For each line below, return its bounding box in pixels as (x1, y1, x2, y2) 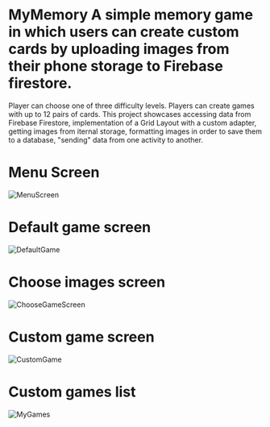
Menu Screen (8, 164, 100, 182)
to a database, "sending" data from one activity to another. (8, 135, 204, 144)
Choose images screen (8, 273, 166, 291)
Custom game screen (8, 328, 155, 346)
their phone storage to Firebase (8, 57, 223, 76)
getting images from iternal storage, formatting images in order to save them (8, 126, 263, 136)
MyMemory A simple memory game (8, 6, 254, 24)
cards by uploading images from (8, 40, 230, 58)
